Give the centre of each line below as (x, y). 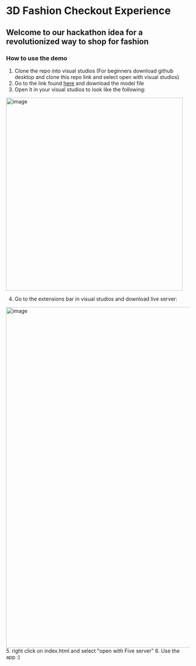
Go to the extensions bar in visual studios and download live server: (96, 299)
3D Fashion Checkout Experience (88, 11)
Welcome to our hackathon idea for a (74, 32)
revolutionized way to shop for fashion (77, 41)
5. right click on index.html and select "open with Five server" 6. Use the (93, 651)
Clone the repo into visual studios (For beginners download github (94, 71)
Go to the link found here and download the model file (79, 83)
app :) (13, 657)
